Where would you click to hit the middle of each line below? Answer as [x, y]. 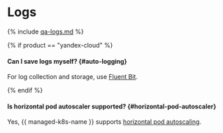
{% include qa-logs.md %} [45, 31]
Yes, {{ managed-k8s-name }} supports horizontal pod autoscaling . [104, 122]
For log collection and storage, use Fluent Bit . [73, 77]
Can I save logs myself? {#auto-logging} [67, 61]
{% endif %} [25, 90]
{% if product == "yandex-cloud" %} [60, 45]
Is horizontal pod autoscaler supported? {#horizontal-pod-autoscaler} [112, 106]
